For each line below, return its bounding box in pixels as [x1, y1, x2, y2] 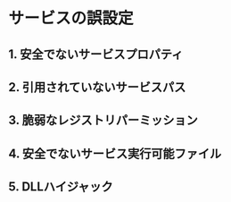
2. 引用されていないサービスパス [8, 80, 186, 95]
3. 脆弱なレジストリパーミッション [8, 113, 198, 128]
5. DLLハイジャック [8, 180, 113, 195]
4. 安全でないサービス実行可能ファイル [8, 146, 222, 161]
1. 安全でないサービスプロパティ [8, 46, 184, 62]
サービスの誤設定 [8, 8, 135, 29]
